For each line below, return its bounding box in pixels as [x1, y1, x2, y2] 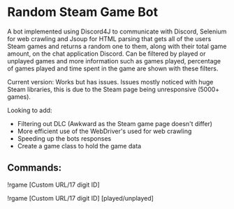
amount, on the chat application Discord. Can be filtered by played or [7, 49, 206, 58]
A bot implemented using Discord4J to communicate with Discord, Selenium [7, 27, 227, 36]
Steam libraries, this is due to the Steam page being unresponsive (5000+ [7, 85, 220, 93]
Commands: [7, 162, 62, 174]
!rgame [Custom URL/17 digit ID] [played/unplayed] [7, 194, 154, 202]
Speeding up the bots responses [17, 134, 112, 143]
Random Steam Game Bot [7, 4, 159, 20]
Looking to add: [7, 106, 52, 114]
